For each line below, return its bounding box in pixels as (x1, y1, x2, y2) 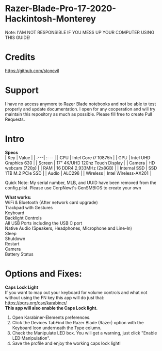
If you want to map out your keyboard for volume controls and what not (5, 289, 147, 295)
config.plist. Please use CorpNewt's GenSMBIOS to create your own (5, 185, 142, 190)
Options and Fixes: (5, 268, 82, 279)
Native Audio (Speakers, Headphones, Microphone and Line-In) (5, 225, 132, 231)
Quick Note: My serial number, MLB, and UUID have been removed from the (5, 180, 157, 185)
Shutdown (5, 236, 26, 241)
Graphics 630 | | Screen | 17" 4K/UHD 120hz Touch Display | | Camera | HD (5, 160, 155, 166)
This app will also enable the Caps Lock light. (5, 305, 98, 311)
